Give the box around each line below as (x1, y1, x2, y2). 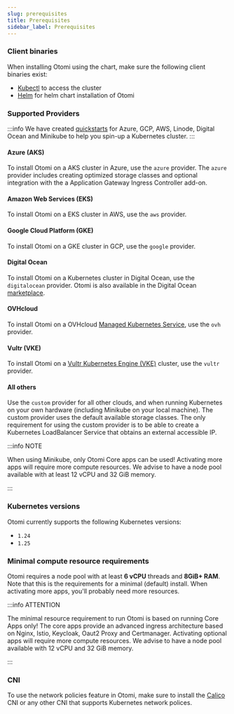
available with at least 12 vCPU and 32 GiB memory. (7, 470, 156, 479)
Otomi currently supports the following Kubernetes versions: (7, 517, 182, 526)
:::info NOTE (7, 442, 43, 450)
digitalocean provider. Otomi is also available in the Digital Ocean (7, 281, 197, 289)
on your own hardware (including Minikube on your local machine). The (7, 406, 214, 414)
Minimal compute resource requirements (7, 556, 149, 566)
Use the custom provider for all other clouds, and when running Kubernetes (7, 398, 223, 407)
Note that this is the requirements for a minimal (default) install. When (7, 579, 208, 588)
